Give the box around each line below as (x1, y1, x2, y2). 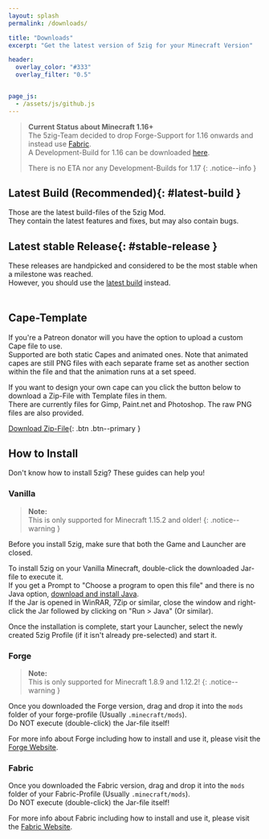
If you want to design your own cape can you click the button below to (8, 382, 241, 392)
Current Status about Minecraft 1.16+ (27, 121, 154, 131)
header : (8, 56, 35, 64)
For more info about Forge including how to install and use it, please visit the (8, 734, 261, 744)
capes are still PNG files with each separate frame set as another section (8, 358, 250, 368)
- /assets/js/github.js (15, 100, 95, 108)
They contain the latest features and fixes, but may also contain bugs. (8, 216, 239, 226)
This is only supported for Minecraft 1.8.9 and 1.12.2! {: (27, 677, 207, 687)
